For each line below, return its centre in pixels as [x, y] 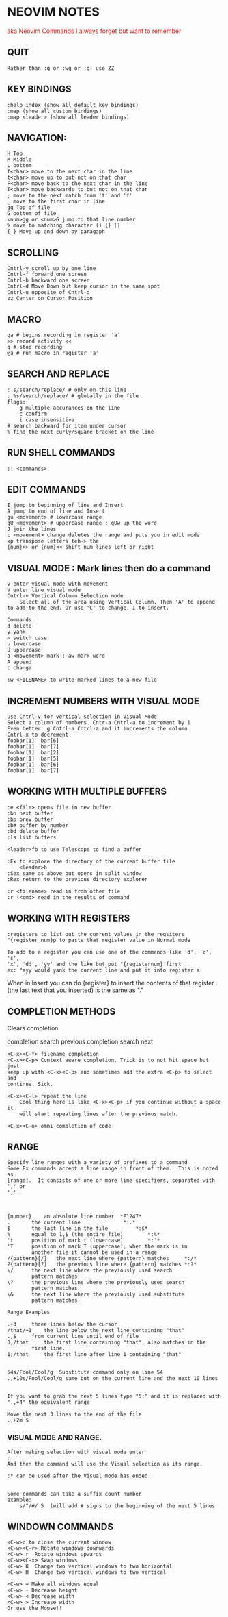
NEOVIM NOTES [54, 12]
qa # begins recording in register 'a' [64, 335]
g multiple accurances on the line [70, 408]
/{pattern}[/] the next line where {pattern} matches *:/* [102, 1259]
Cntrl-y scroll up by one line [52, 269]
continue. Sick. [30, 1084]
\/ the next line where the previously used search [90, 1271]
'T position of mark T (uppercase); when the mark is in [97, 1247]
